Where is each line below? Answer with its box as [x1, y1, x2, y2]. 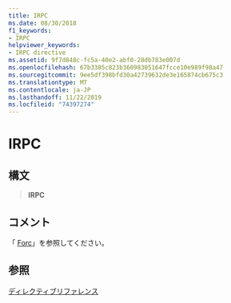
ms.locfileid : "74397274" [8, 100, 94, 108]
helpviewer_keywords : [8, 41, 81, 49]
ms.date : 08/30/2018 [8, 19, 78, 27]
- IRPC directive [8, 49, 66, 57]
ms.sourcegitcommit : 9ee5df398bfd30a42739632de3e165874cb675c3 [8, 71, 224, 79]
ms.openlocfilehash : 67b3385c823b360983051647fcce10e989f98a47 [8, 64, 224, 72]
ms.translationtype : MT [8, 78, 88, 86]
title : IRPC [8, 11, 48, 20]
